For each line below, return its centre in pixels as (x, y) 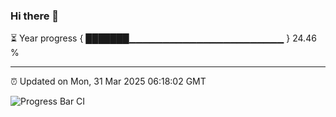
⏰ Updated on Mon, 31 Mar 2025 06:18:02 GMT (108, 81)
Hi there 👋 (35, 16)
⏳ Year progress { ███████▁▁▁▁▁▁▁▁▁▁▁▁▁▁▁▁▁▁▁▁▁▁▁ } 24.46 (163, 38)
